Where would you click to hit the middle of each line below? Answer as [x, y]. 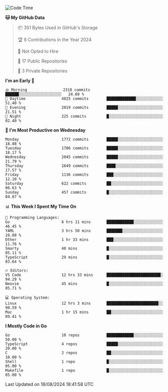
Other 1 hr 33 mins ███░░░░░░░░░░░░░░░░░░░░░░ [84, 240]
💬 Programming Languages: [32, 217]
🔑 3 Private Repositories [43, 71]
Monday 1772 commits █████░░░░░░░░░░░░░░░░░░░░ [84, 139]
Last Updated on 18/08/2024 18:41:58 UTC [50, 384]
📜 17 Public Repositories [42, 61]
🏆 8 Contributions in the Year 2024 [54, 40]
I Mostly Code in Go [26, 326]
